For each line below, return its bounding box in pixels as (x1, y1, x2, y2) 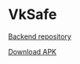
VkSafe (8, 6, 57, 24)
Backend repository (8, 32, 72, 41)
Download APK (8, 47, 57, 56)
